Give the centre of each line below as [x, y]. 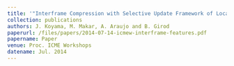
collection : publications [45, 20]
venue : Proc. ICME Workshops [49, 45]
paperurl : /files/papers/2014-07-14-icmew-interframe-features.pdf [107, 33]
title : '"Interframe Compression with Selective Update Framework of [110, 13]
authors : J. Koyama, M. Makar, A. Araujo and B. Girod [88, 26]
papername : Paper [32, 39]
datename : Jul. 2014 [37, 52]
